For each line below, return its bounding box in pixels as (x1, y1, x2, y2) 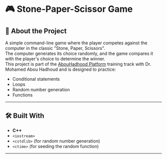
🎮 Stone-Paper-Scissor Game (5, 3, 133, 15)
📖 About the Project (5, 26, 67, 35)
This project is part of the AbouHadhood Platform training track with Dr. (5, 61, 152, 67)
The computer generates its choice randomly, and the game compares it (5, 50, 153, 56)
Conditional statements (12, 76, 60, 82)
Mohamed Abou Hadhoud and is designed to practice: (5, 66, 116, 72)
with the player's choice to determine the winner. (5, 56, 105, 62)
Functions (12, 92, 33, 98)
